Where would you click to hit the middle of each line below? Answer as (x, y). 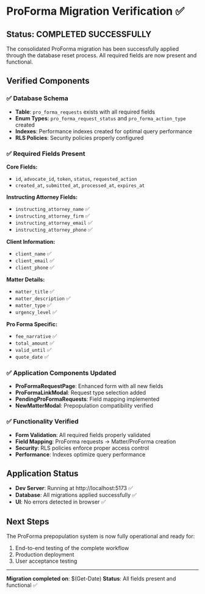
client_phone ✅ (35, 267)
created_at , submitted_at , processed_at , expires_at (80, 185)
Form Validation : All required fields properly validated (83, 435)
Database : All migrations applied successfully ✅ (76, 495)
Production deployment (45, 555)
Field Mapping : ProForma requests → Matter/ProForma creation (95, 441)
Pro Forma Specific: (32, 324)
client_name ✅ (33, 253)
